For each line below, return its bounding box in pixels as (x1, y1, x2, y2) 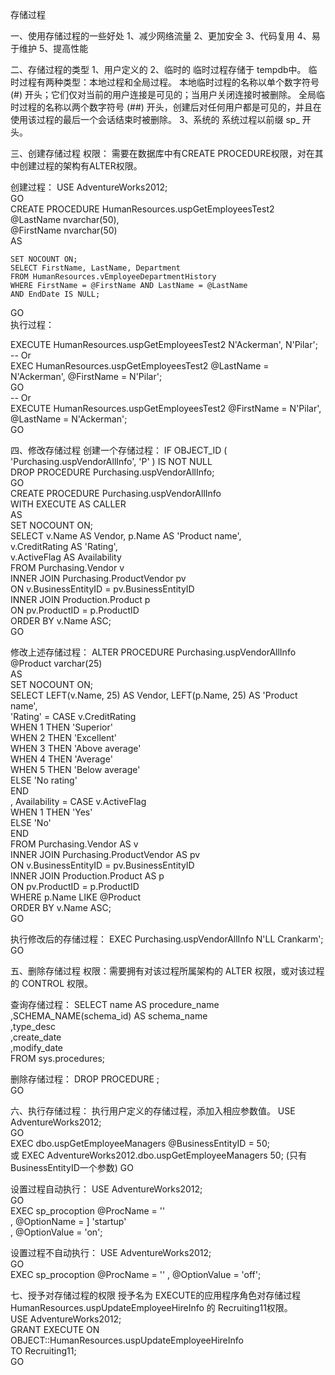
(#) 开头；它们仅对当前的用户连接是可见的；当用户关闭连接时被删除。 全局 (10, 89, 317, 100)
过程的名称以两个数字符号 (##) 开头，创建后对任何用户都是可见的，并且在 (18, 101, 322, 113)
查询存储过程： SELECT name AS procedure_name (10, 999, 220, 1010)
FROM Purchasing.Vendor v (10, 562, 125, 573)
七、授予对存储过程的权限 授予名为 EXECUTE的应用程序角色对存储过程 (10, 1289, 302, 1301)
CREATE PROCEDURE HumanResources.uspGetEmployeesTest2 (10, 203, 275, 215)
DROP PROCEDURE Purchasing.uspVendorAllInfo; (10, 466, 215, 478)
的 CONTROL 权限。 (10, 978, 94, 989)
